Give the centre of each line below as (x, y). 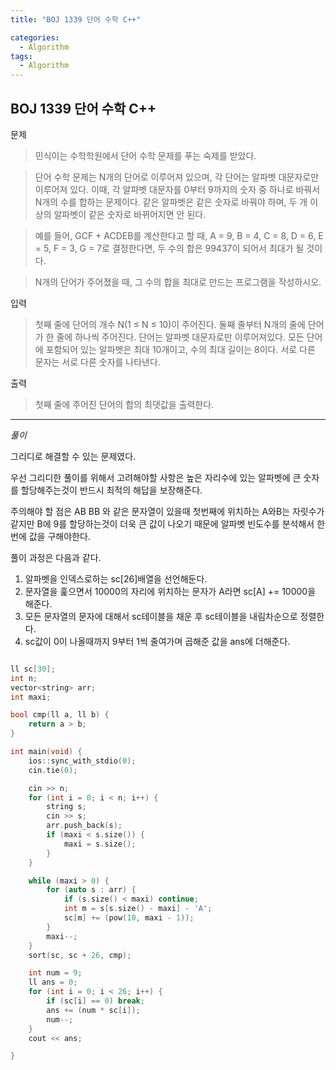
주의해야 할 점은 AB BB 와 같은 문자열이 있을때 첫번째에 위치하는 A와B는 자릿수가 (167, 511)
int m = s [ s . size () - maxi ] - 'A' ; (138, 909)
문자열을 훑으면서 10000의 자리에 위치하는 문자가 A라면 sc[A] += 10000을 (170, 591)
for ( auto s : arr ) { (91, 890)
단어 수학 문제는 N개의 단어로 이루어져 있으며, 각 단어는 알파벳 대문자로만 (177, 177)
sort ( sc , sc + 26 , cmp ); (80, 955)
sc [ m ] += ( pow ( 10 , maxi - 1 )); (129, 918)
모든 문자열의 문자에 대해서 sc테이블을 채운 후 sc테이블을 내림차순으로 (161, 616)
